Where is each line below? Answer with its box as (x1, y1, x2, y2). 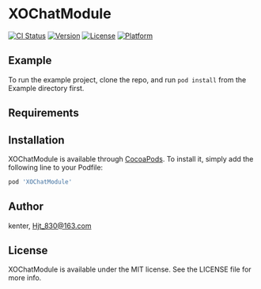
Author (8, 200, 43, 214)
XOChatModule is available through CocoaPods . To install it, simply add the (8, 154, 254, 163)
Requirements (8, 106, 79, 120)
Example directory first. (8, 83, 85, 93)
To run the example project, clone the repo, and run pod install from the (8, 74, 247, 84)
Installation (8, 133, 65, 146)
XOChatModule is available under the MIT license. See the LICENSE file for (8, 264, 252, 274)
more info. (8, 273, 42, 283)
